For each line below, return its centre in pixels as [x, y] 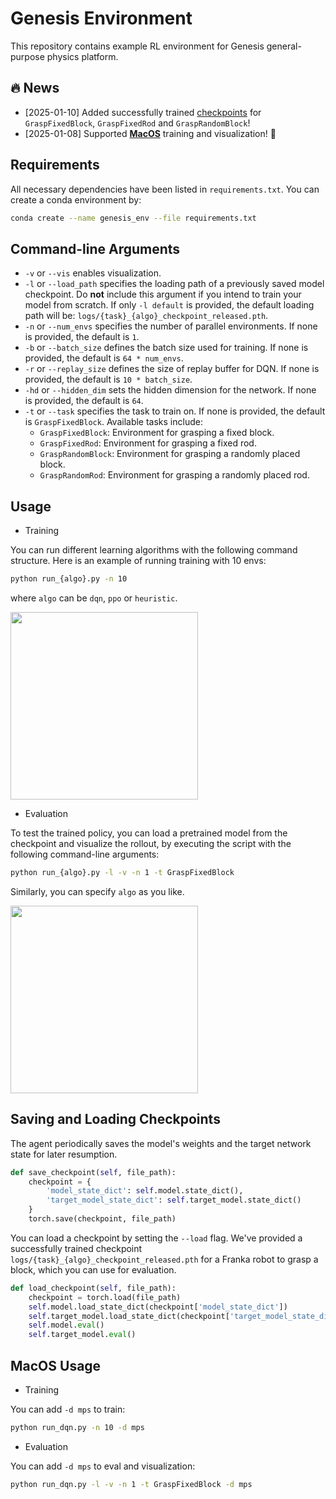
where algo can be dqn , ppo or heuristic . [94, 598]
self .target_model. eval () [82, 1335]
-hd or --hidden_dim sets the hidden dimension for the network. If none [170, 390]
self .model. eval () [66, 1325]
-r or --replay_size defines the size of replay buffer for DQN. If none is [172, 369]
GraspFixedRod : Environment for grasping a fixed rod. [148, 443]
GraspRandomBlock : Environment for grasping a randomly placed [170, 454]
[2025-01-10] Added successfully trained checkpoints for [143, 112]
